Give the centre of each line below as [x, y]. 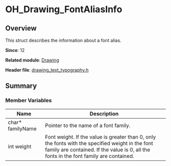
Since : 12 [15, 50]
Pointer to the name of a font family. [88, 125]
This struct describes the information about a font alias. [63, 40]
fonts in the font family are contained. [90, 156]
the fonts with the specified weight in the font [99, 143]
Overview [21, 28]
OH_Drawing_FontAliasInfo [64, 9]
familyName [22, 128]
